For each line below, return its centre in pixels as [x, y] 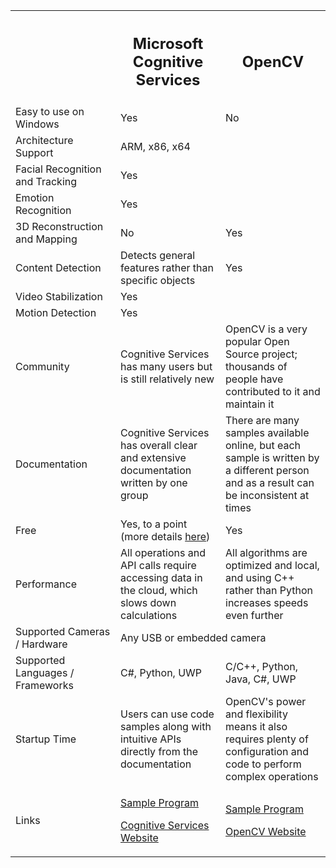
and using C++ [260, 577]
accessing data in [161, 577]
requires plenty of [267, 739]
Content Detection [58, 267]
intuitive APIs [151, 739]
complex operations [272, 776]
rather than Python [269, 590]
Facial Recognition [58, 169]
